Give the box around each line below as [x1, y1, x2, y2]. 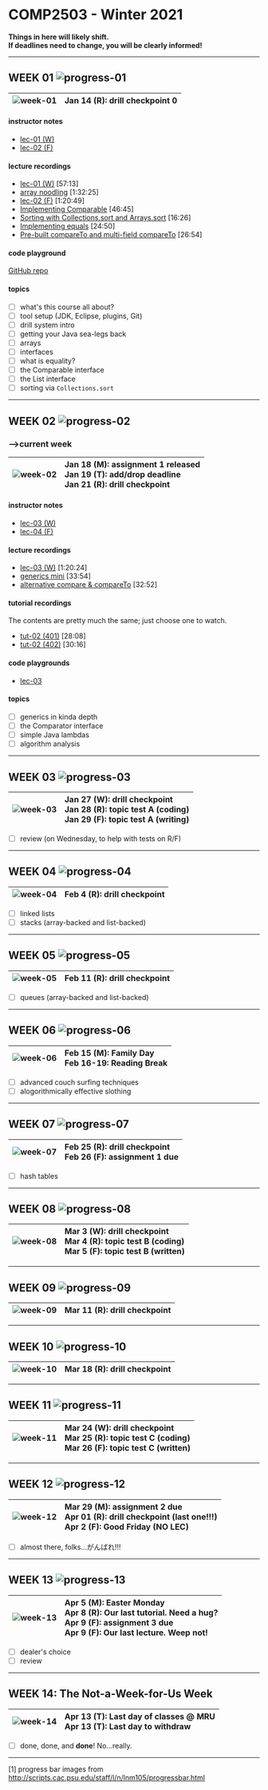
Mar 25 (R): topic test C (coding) [64, 1432, 191, 1443]
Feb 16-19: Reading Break [64, 1057, 167, 1068]
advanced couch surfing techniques [19, 1077, 140, 1087]
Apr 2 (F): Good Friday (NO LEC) [64, 1521, 189, 1532]
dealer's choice [19, 1647, 72, 1657]
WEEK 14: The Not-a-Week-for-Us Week [8, 1687, 213, 1701]
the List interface [19, 374, 76, 384]
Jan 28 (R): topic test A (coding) [64, 804, 190, 815]
